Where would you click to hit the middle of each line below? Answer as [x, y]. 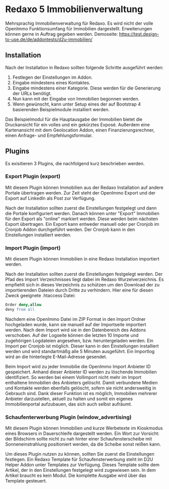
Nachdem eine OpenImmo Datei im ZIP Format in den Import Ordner [75, 319]
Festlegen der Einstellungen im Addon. [53, 77]
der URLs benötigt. [32, 93]
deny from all [20, 310]
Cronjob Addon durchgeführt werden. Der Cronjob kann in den [70, 229]
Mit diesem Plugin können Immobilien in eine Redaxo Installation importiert [82, 259]
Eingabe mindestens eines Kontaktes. [51, 82]
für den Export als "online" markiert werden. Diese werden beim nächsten [82, 219]
